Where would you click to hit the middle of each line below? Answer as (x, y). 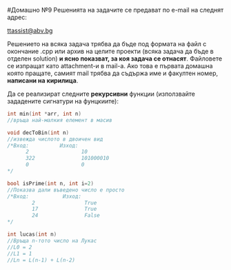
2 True (64, 202)
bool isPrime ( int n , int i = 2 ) (51, 183)
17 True (64, 209)
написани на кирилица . (43, 81)
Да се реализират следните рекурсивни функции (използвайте (101, 94)
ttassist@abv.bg (30, 31)
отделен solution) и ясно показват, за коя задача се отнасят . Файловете (115, 59)
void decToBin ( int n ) (38, 133)
